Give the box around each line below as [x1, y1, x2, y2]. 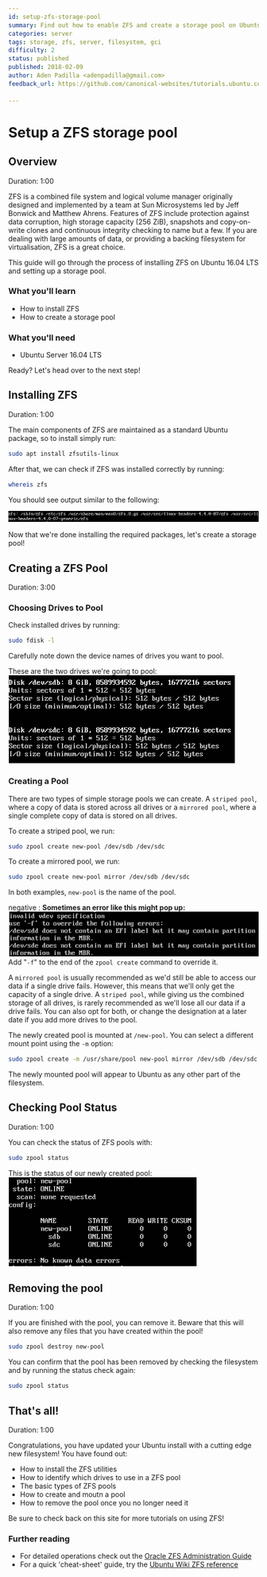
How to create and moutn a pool [19, 1490, 126, 1499]
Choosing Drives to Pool [8, 602, 103, 613]
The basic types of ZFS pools [19, 1481, 117, 1490]
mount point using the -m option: [8, 1039, 114, 1049]
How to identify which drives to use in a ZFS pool [19, 1472, 181, 1482]
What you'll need [8, 332, 75, 343]
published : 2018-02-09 [8, 64, 83, 72]
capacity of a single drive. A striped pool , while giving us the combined [8, 990, 245, 999]
